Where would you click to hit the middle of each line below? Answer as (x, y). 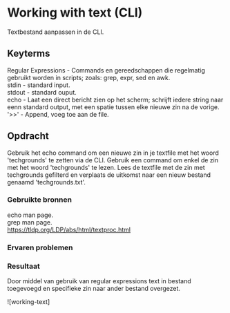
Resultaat (23, 266)
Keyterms (29, 54)
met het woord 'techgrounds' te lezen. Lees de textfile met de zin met (106, 167)
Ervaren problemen (40, 247)
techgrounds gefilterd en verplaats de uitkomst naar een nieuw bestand (109, 175)
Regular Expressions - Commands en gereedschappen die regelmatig (106, 70)
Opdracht (28, 136)
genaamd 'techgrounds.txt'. (47, 182)
